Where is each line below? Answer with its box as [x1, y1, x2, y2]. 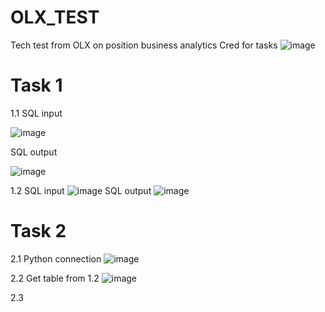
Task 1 [10, 74, 63, 97]
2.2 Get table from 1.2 [10, 272, 100, 284]
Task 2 [10, 220, 67, 243]
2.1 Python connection [10, 252, 102, 265]
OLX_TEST [10, 6, 100, 29]
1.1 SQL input [10, 107, 63, 119]
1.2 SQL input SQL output [10, 184, 152, 196]
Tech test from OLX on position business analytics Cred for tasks [10, 39, 278, 51]
